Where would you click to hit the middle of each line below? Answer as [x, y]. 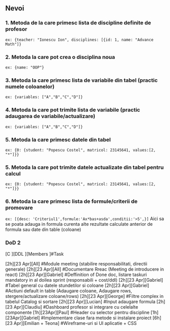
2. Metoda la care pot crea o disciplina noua [60, 57]
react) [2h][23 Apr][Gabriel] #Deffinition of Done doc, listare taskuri [76, 275]
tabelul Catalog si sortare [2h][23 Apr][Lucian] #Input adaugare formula [80, 302]
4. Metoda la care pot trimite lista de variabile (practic [73, 110]
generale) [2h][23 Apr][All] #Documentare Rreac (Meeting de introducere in [85, 269]
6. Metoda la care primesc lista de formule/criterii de [72, 201]
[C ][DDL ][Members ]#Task [35, 254]
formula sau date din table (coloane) [43, 230]
